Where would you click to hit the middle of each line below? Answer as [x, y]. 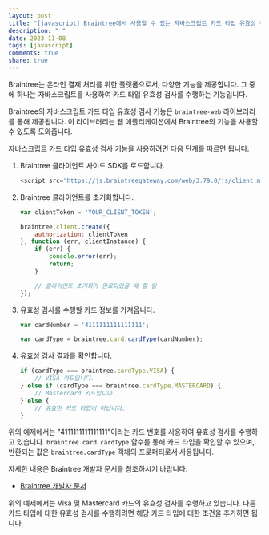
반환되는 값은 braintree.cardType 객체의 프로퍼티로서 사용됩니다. [111, 452]
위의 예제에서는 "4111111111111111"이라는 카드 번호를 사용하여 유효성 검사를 [122, 432]
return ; [62, 264]
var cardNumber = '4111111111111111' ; [84, 325]
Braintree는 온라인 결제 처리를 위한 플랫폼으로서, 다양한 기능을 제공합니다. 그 [128, 84]
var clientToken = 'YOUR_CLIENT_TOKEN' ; [88, 212]
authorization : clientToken [81, 234]
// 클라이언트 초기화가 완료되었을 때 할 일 [96, 286]
